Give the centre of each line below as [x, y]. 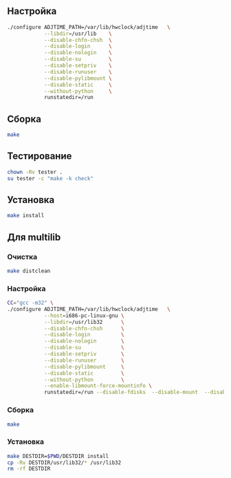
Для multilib [34, 237]
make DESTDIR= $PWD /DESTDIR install [58, 456]
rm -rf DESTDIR [29, 469]
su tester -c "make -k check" [51, 178]
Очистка [22, 257]
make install [26, 216]
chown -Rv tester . [35, 172]
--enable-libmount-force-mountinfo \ [98, 386]
